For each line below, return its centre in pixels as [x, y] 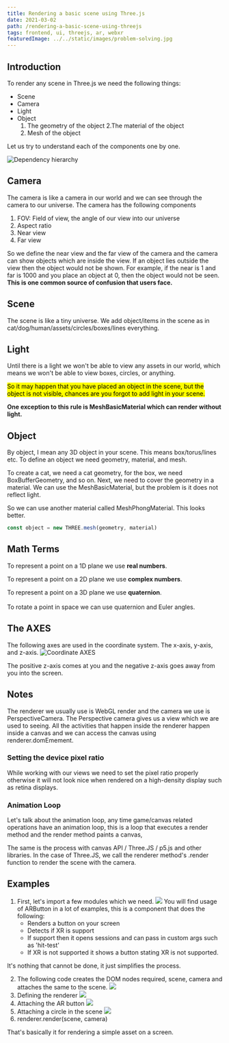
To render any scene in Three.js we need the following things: [94, 83]
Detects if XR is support [60, 931]
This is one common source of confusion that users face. [90, 283]
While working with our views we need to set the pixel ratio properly [103, 773]
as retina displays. [32, 787]
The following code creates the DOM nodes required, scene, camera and [120, 979]
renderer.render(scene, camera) [62, 1018]
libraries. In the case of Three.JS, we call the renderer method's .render [108, 855]
